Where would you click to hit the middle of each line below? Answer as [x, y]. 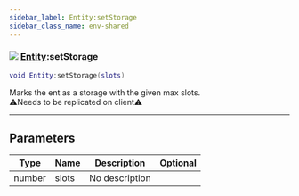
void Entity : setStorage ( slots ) [67, 75]
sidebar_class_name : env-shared [69, 26]
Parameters [42, 139]
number [30, 178]
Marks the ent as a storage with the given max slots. [105, 92]
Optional [178, 163]
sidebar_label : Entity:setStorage [73, 17]
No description [120, 178]
